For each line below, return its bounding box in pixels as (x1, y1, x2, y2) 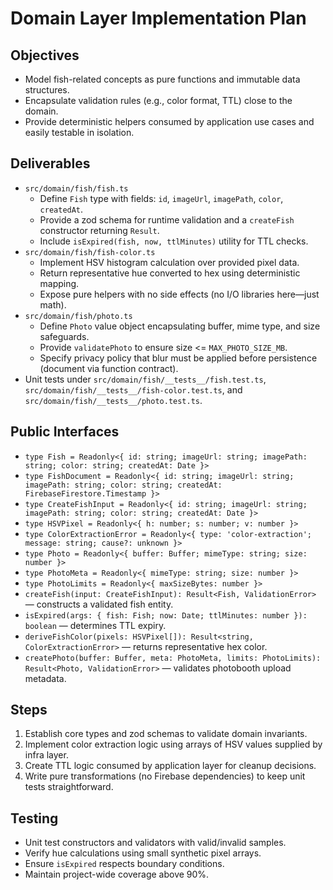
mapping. (39, 277, 80, 289)
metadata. (24, 672, 67, 684)
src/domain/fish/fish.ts (24, 183, 129, 194)
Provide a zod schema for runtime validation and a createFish (39, 213, 295, 226)
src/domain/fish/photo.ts (24, 311, 133, 321)
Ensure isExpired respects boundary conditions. (24, 858, 225, 870)
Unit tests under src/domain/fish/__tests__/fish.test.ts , (24, 373, 267, 385)
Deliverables (10, 155, 91, 172)
